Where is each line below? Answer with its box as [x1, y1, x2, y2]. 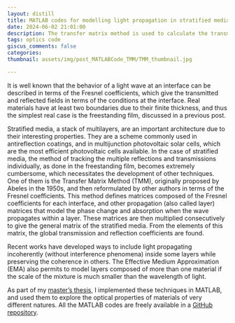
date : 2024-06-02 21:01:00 [7, 23, 86, 30]
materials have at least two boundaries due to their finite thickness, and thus [7, 103, 227, 112]
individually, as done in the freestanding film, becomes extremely [7, 162, 195, 170]
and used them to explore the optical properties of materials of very [7, 293, 203, 301]
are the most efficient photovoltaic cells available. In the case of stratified [7, 146, 219, 155]
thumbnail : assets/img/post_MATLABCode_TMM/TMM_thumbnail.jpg [7, 56, 192, 63]
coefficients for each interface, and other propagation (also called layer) [7, 199, 215, 207]
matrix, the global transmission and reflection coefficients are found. [7, 228, 204, 237]
